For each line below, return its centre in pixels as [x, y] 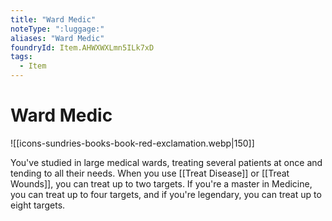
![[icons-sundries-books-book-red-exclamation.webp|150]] [132, 143]
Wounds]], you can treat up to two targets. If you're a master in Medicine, [161, 183]
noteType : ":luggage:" [57, 29]
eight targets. [38, 205]
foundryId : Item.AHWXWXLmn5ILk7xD [82, 47]
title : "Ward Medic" [53, 19]
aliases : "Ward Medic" [57, 38]
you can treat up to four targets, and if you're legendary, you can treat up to [166, 194]
